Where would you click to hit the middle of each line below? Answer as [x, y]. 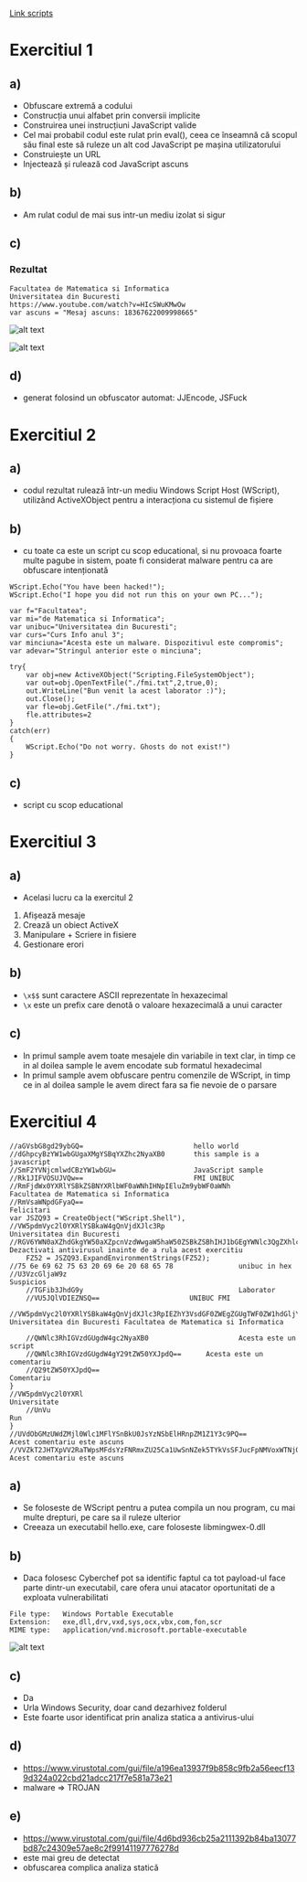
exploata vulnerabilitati [65, 1598]
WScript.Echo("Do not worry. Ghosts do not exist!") [128, 747]
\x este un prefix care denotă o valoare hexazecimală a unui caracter [153, 1005]
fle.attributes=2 [59, 715]
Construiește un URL [62, 154]
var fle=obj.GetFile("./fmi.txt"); [94, 707]
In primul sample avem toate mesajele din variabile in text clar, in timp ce [159, 1056]
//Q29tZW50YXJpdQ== [63, 1370]
